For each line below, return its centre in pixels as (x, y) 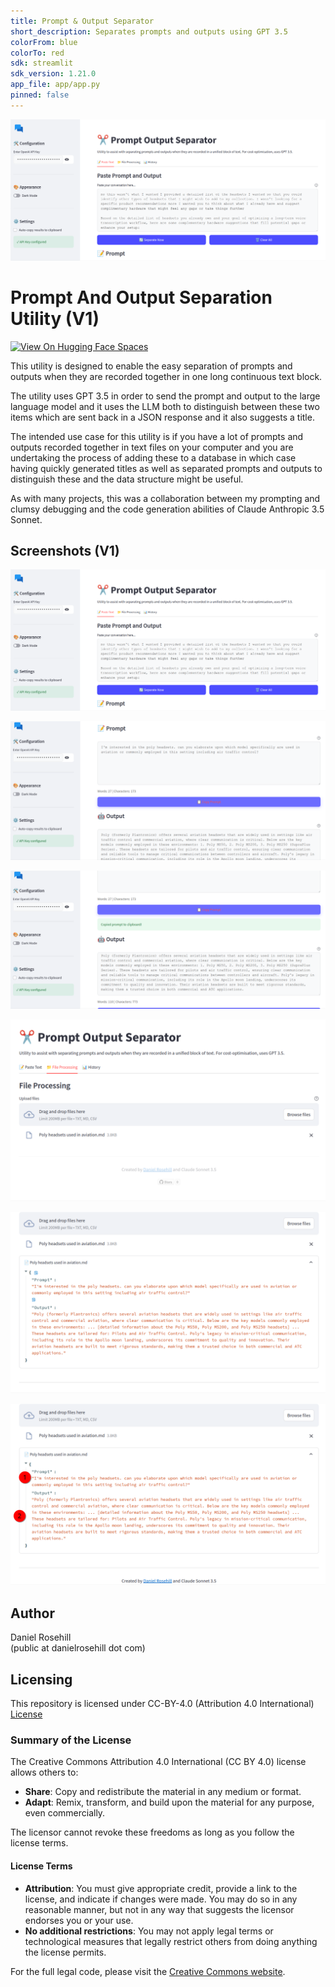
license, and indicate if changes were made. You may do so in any (161, 1899)
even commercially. (65, 1813)
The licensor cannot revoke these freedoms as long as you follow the (152, 1832)
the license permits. (65, 1952)
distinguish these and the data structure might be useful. (127, 479)
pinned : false (40, 95)
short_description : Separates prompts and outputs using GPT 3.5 (149, 31)
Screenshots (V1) (65, 550)
